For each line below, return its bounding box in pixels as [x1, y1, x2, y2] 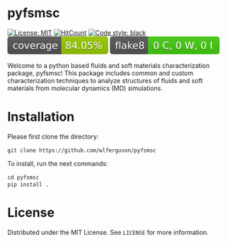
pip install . [7, 181, 50, 188]
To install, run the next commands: [7, 159, 108, 167]
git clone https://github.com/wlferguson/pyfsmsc [7, 147, 157, 154]
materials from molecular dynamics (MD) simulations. [7, 84, 163, 92]
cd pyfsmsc [7, 174, 40, 181]
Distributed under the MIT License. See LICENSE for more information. [7, 228, 209, 236]
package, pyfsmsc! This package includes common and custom [7, 69, 194, 77]
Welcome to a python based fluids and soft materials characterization [7, 61, 210, 70]
